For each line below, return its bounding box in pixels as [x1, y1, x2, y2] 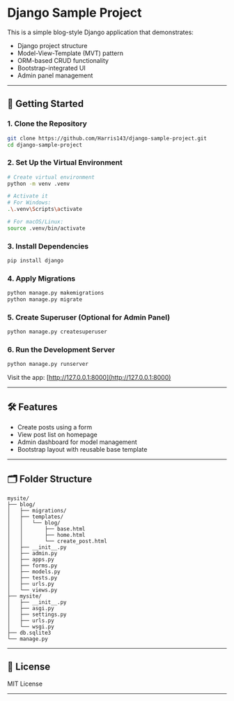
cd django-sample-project [7, 141, 82, 148]
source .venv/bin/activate [7, 225, 86, 232]
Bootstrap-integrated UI [17, 64, 86, 72]
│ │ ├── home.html [7, 531, 86, 538]
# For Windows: [7, 199, 52, 207]
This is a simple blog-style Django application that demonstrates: [7, 28, 194, 36]
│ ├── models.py [7, 568, 61, 575]
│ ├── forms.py [7, 562, 58, 569]
